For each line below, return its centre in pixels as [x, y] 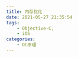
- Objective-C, [35, 28]
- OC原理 [27, 45]
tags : [13, 23]
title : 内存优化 [24, 12]
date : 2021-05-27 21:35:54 [39, 17]
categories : [21, 39]
